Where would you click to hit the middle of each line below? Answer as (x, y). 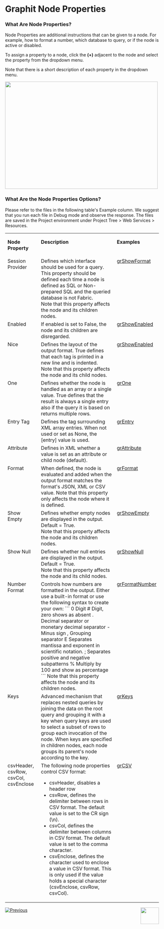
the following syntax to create (75, 602)
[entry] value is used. (65, 440)
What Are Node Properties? (38, 25)
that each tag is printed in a (72, 357)
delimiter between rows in (79, 801)
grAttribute (129, 448)
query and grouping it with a (73, 715)
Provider (17, 267)
